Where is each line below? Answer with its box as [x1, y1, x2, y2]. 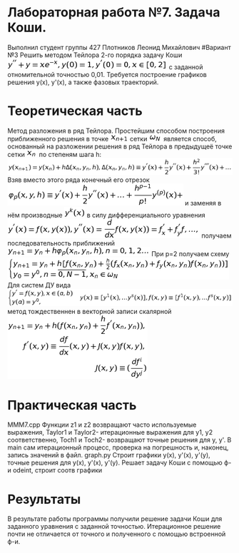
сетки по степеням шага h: [7, 150, 102, 158]
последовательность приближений [7, 238, 116, 247]
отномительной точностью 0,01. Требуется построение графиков [7, 70, 207, 78]
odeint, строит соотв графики [13, 466, 103, 475]
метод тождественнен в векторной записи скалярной [7, 307, 172, 315]
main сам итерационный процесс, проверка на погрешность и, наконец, [7, 443, 229, 452]
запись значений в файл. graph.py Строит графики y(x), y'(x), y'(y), [7, 451, 210, 460]
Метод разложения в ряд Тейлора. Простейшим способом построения [7, 126, 225, 135]
